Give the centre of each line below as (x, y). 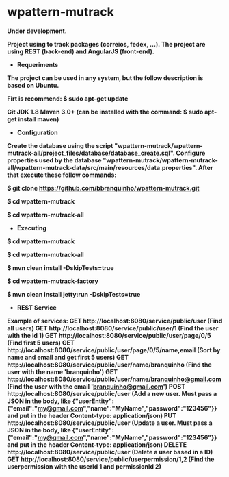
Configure (191, 153)
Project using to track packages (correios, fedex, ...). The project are (106, 44)
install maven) (39, 119)
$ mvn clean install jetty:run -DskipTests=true (74, 294)
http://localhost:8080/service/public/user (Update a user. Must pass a (110, 423)
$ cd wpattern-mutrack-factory (53, 281)
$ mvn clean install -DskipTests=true (60, 267)
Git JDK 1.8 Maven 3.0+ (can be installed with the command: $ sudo (105, 112)
